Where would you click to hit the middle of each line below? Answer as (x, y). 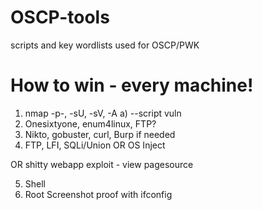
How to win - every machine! (132, 85)
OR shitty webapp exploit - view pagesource (102, 164)
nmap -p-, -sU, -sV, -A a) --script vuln (103, 113)
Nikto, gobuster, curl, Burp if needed (100, 134)
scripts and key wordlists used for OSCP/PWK (105, 45)
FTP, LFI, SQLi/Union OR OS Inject (95, 145)
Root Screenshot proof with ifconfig (98, 194)
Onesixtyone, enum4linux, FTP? (90, 123)
